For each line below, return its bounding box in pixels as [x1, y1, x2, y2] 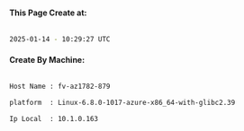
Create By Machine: [9, 54, 86, 65]
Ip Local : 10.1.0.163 [9, 115, 99, 124]
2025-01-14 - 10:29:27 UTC [9, 35, 111, 44]
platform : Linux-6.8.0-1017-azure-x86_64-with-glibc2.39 [9, 99, 236, 108]
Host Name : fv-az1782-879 [9, 82, 111, 92]
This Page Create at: [9, 7, 87, 18]
